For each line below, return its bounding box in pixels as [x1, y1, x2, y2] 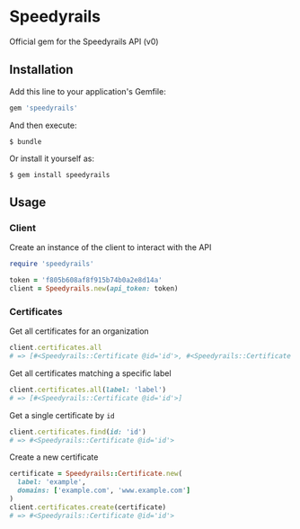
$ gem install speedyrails [9, 170, 110, 179]
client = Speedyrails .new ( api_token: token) [9, 284, 179, 293]
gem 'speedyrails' [9, 103, 78, 112]
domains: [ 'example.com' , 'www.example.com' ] [17, 486, 191, 496]
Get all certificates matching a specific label [9, 367, 172, 379]
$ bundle [9, 137, 42, 146]
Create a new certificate [9, 452, 99, 462]
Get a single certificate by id [9, 409, 115, 420]
